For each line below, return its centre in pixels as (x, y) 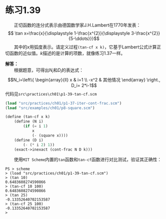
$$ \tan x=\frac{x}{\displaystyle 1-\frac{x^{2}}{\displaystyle (69, 33)
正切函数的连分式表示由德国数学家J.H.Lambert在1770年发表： (77, 25)
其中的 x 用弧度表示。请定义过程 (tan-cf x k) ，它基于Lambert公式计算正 (88, 47)
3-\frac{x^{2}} (145, 33)
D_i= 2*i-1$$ (84, 85)
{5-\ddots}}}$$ (84, 38)
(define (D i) (29, 140)
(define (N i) (29, 121)
